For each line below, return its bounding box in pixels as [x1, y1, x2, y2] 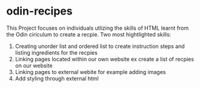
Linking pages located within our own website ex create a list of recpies [15, 55, 194, 63]
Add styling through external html [15, 75, 99, 82]
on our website [15, 62, 53, 69]
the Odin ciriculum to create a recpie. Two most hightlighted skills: [6, 30, 172, 38]
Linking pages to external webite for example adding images [15, 68, 166, 75]
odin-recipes [6, 4, 73, 18]
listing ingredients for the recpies [15, 49, 98, 56]
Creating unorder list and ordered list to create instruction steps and [15, 42, 185, 50]
